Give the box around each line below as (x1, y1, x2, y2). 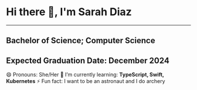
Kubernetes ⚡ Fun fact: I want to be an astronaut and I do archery (6, 78, 165, 85)
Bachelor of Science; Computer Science (6, 36, 155, 46)
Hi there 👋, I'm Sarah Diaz (6, 5, 132, 19)
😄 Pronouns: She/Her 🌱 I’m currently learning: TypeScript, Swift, (6, 71, 164, 78)
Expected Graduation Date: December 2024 (6, 56, 170, 65)
